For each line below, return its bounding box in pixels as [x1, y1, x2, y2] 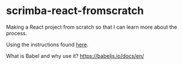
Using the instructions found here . [6, 41, 89, 48]
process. [6, 29, 28, 36]
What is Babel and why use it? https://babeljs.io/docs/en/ [6, 52, 144, 59]
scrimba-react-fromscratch [6, 4, 144, 18]
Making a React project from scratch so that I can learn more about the [6, 23, 178, 30]
